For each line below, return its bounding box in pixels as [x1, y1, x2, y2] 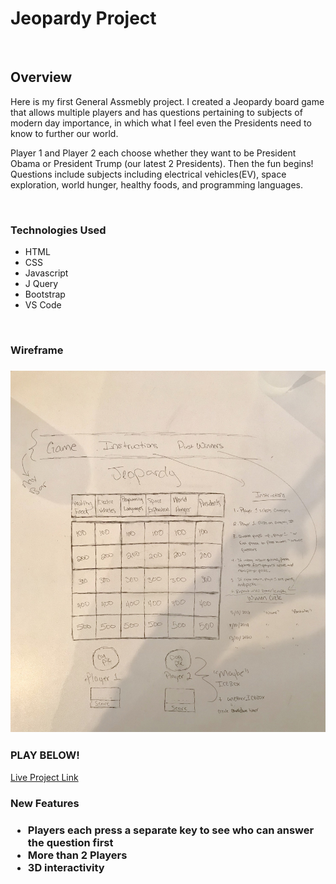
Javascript [24, 267, 69, 279]
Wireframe [10, 343, 64, 357]
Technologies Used [10, 223, 107, 237]
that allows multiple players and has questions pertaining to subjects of [10, 106, 303, 118]
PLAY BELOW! [10, 748, 80, 762]
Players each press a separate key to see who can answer [27, 823, 315, 837]
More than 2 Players [27, 848, 128, 862]
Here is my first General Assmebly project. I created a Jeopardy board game [10, 95, 325, 107]
